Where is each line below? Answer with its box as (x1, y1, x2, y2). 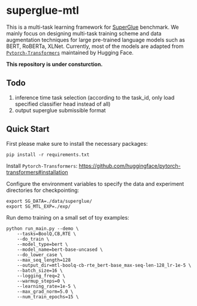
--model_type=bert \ (17, 241, 68, 247)
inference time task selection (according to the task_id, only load (14, 94, 175, 101)
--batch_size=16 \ (17, 268, 63, 274)
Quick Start (6, 124, 50, 134)
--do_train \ (17, 236, 50, 242)
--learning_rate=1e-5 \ (17, 283, 77, 289)
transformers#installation (6, 169, 68, 176)
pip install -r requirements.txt (6, 151, 90, 158)
